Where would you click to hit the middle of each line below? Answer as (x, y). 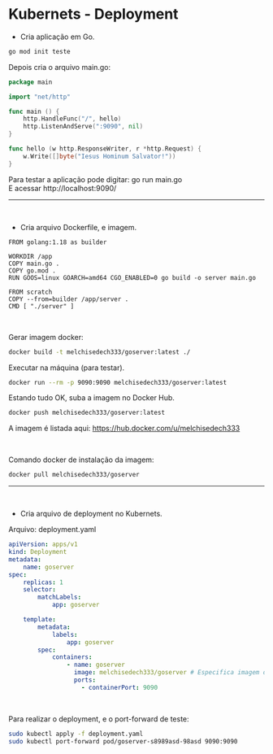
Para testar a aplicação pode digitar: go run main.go (95, 179)
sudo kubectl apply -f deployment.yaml (76, 734)
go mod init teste (39, 51)
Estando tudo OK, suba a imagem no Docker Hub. (91, 398)
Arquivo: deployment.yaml (52, 530)
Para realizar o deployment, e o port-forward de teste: (99, 719)
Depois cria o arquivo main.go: (60, 67)
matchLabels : (60, 597)
